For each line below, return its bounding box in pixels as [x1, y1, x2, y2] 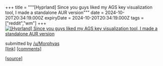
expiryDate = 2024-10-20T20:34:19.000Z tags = [44, 15, 144, 20]
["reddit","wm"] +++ [5, 20, 46, 26]
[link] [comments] [5, 46, 42, 51]
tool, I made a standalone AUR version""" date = [5, 9, 104, 15]
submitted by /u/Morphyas [5, 40, 60, 46]
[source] [5, 55, 23, 61]
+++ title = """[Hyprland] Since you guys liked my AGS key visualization [5, 4, 153, 10]
